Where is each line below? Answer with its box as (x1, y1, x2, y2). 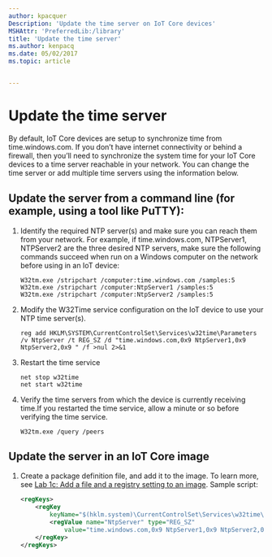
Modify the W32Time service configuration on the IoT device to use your (19, 304, 264, 314)
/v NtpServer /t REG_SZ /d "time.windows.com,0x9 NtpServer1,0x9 (19, 336, 246, 344)
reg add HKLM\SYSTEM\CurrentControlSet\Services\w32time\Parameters (19, 329, 257, 337)
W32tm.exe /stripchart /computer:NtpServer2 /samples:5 (19, 290, 214, 298)
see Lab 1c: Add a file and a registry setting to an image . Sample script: (19, 480, 258, 490)
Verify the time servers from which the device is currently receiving (19, 394, 246, 404)
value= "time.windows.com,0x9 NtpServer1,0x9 (63, 525, 218, 533)
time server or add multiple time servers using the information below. (8, 168, 240, 177)
